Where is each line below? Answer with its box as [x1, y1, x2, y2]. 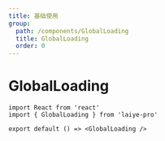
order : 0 [15, 42, 46, 50]
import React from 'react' [8, 104, 100, 112]
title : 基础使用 [8, 11, 59, 20]
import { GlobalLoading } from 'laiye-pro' [8, 111, 158, 119]
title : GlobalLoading [15, 34, 89, 43]
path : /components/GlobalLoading [15, 27, 129, 35]
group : [8, 19, 31, 28]
